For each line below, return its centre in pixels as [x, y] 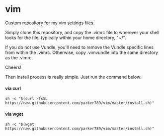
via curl [13, 88]
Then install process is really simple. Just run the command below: [73, 77]
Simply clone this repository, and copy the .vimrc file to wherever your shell [82, 32]
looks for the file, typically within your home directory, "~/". [66, 38]
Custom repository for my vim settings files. [50, 23]
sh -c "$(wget [20, 125]
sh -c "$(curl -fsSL [27, 99]
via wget [14, 114]
